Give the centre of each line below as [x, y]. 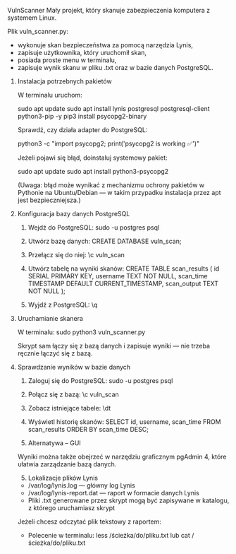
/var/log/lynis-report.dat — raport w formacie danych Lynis [113, 493]
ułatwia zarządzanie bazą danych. [67, 464]
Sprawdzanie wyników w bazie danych [74, 367]
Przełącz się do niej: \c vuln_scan [76, 255]
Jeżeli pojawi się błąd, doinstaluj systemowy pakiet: [92, 158]
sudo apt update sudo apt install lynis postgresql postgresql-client [113, 108]
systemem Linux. [32, 18]
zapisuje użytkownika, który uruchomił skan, [82, 53]
